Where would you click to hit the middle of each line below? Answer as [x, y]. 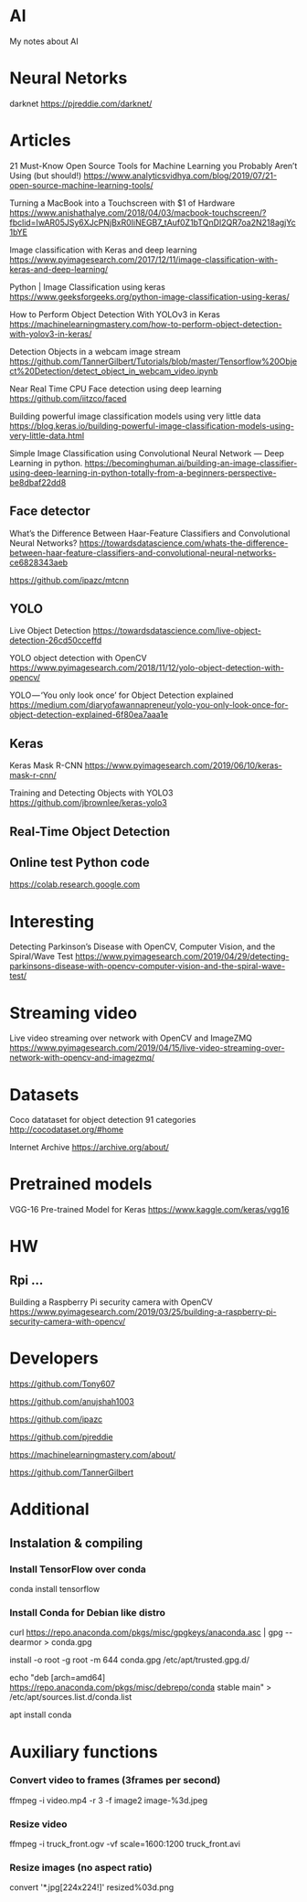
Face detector [50, 512]
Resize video [38, 1823]
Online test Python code [79, 863]
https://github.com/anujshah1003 [72, 1402]
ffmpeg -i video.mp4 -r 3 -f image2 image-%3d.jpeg [109, 1800]
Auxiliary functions [84, 1752]
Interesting [52, 921]
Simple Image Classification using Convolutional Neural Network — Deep [147, 453]
